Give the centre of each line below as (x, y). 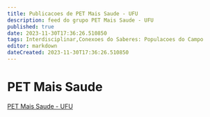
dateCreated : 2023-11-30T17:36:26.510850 (68, 53)
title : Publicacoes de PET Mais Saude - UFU (73, 14)
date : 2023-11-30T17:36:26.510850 (57, 33)
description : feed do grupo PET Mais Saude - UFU (81, 20)
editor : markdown (32, 46)
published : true (31, 26)
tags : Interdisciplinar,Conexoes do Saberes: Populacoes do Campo (105, 40)
